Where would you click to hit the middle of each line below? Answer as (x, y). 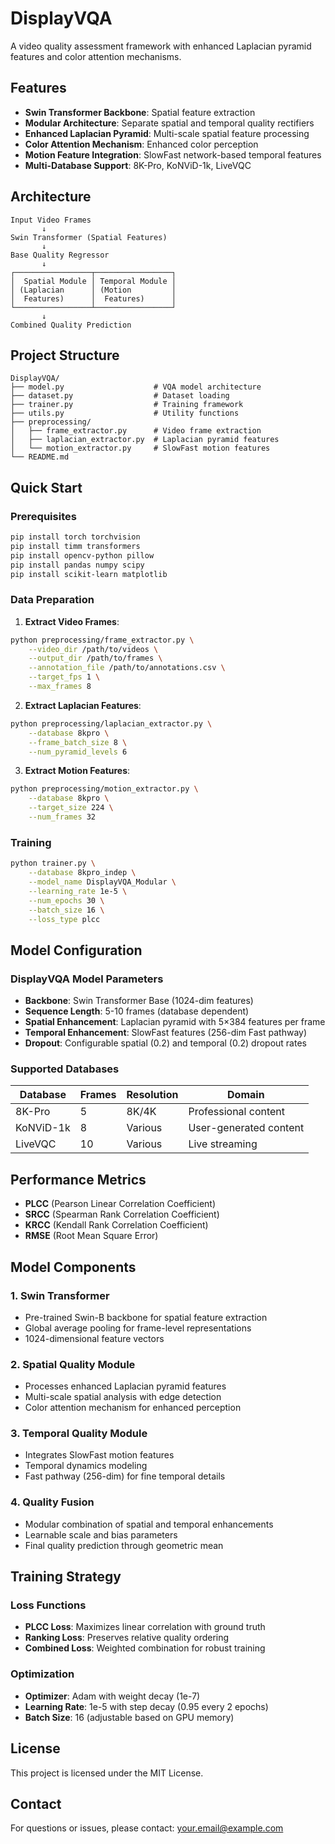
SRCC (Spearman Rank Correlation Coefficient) (122, 1214)
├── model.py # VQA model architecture (136, 387)
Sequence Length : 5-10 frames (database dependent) (137, 1011)
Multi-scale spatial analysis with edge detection (123, 1397)
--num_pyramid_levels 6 (78, 752)
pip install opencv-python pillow (82, 555)
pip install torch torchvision (75, 537)
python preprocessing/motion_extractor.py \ (104, 789)
